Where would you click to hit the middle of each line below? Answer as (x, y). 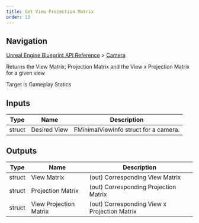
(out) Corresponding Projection (133, 187)
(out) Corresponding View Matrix (135, 177)
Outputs (22, 151)
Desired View (49, 130)
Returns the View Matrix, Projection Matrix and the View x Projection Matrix (98, 67)
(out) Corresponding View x (128, 203)
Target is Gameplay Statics (39, 85)
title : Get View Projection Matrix (50, 12)
